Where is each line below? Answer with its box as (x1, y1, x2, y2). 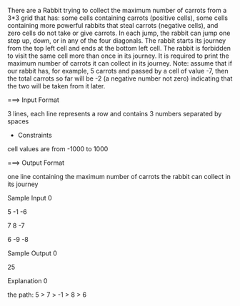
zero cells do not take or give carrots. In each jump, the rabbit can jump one (7, 29, 231, 37)
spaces (7, 117, 29, 126)
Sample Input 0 (7, 194, 52, 202)
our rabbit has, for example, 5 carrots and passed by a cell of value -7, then (7, 67, 229, 75)
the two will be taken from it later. (7, 82, 106, 90)
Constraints (17, 131, 52, 139)
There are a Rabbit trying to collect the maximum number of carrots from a (7, 6, 227, 14)
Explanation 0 (7, 277, 48, 285)
